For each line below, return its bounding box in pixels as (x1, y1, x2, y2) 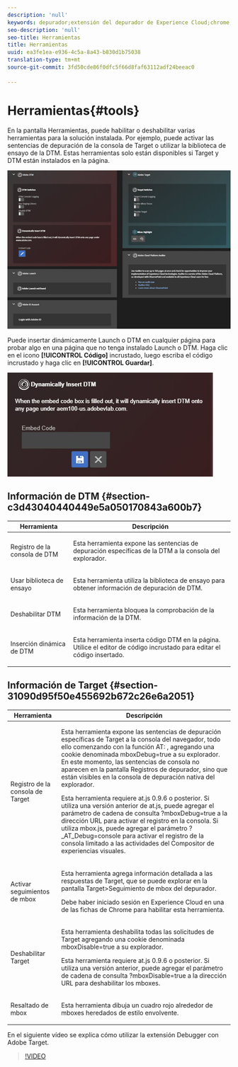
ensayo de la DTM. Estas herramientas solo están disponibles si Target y (7, 149, 220, 157)
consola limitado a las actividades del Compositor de (61, 839, 215, 848)
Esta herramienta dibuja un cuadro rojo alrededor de (61, 1001, 213, 1010)
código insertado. (73, 651, 125, 659)
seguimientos (10, 887, 50, 896)
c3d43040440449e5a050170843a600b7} (7, 501, 203, 513)
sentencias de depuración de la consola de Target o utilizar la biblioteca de (7, 141, 227, 149)
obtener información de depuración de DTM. (73, 583, 203, 592)
